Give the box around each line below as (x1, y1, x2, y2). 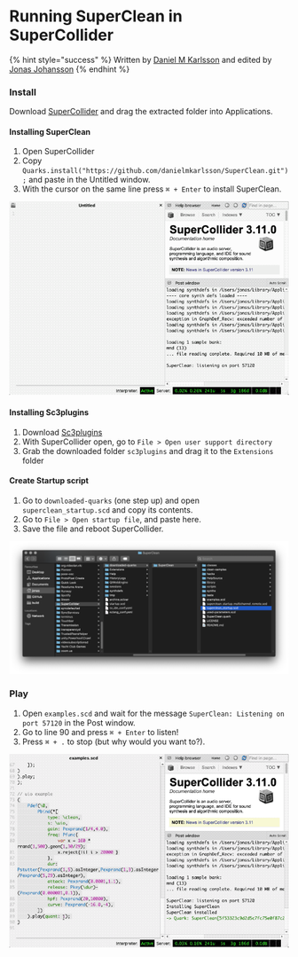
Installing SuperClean (9, 126, 91, 137)
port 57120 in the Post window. (21, 717, 136, 728)
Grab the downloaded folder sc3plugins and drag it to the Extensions (21, 445, 274, 456)
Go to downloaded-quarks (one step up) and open (21, 495, 200, 506)
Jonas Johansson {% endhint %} (9, 64, 130, 75)
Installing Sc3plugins (9, 407, 90, 418)
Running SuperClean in (9, 6, 184, 27)
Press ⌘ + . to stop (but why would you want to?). (21, 736, 206, 747)
